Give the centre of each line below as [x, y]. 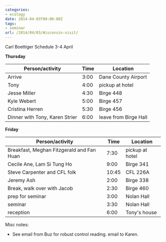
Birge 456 [111, 109]
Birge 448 [111, 93]
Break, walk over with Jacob [40, 188]
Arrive [15, 77]
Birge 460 [137, 188]
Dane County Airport [123, 77]
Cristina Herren [25, 109]
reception [19, 212]
